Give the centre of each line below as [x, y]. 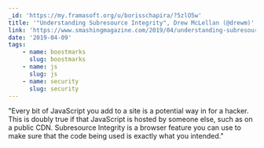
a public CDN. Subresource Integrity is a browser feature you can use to [125, 128]
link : [17, 30]
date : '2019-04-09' [40, 37]
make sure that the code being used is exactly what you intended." [116, 136]
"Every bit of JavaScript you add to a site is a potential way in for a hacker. [128, 111]
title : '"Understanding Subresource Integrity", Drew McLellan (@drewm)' [132, 23]
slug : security [54, 89]
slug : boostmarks [57, 60]
